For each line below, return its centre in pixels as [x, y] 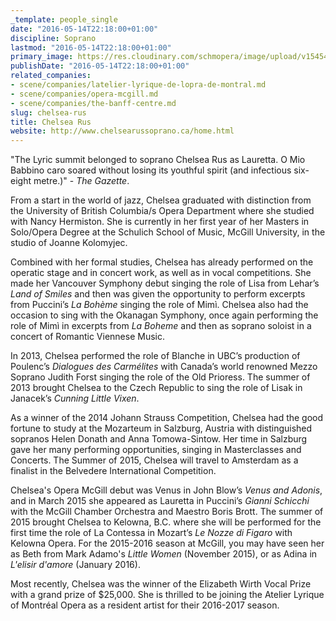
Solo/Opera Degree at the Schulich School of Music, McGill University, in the [168, 232]
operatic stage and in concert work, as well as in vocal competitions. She [161, 273]
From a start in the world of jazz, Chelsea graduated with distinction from [161, 200]
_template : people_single [64, 19]
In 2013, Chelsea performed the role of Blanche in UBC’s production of [155, 356]
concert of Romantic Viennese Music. [87, 337]
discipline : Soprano [53, 38]
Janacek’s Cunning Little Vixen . [75, 398]
